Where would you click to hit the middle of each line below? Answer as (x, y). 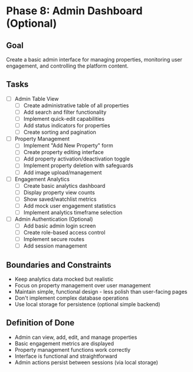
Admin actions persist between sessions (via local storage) (86, 362)
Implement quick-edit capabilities (64, 119)
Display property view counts (59, 192)
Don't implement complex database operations (71, 298)
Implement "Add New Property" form (68, 146)
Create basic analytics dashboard (64, 185)
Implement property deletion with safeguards (78, 166)
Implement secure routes (54, 239)
